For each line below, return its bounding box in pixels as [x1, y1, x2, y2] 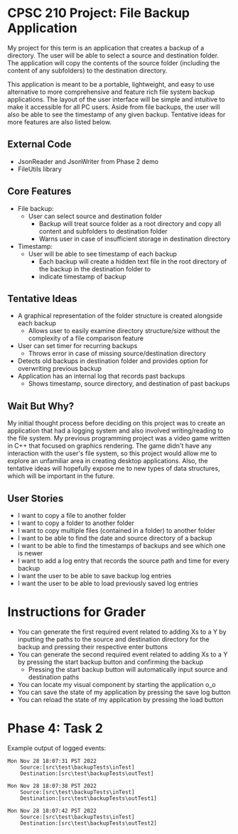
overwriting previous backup [17, 364, 102, 373]
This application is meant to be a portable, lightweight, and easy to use [7, 80, 215, 88]
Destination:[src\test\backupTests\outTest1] [20, 794, 158, 802]
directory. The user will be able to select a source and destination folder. [7, 51, 219, 60]
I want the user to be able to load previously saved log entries [17, 579, 199, 587]
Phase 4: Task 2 [7, 720, 103, 737]
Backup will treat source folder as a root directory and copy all [38, 219, 222, 228]
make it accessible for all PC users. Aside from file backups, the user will [7, 102, 220, 111]
